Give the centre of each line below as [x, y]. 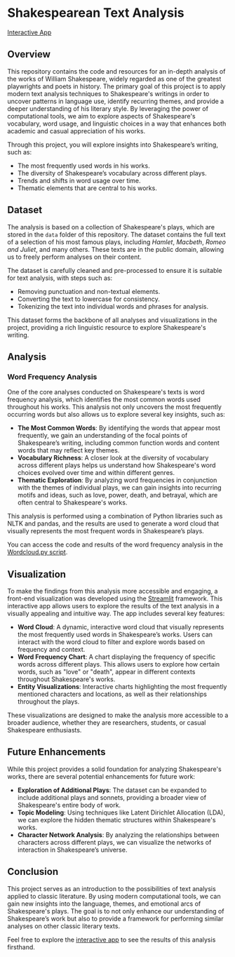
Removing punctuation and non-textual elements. [89, 291]
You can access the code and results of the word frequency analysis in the [115, 544]
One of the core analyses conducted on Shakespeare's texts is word [106, 392]
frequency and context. [51, 650]
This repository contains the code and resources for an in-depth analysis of [116, 71]
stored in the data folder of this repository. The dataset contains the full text [116, 234]
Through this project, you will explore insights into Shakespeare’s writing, [113, 145]
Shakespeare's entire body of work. [69, 805]
